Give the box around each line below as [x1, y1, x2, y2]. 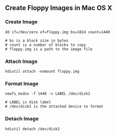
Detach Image [5, 116, 39, 122]
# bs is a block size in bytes [5, 38, 69, 43]
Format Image [5, 80, 39, 87]
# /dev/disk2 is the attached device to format [5, 104, 104, 109]
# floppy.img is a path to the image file [5, 46, 93, 52]
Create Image [5, 19, 38, 25]
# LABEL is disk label [5, 100, 51, 105]
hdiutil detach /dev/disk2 [5, 126, 60, 131]
